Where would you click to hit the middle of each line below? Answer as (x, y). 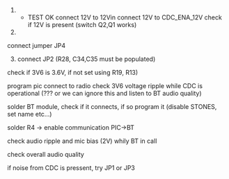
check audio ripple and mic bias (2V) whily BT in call (82, 141)
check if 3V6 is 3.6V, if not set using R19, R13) (73, 73)
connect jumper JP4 (37, 45)
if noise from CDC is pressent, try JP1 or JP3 (71, 168)
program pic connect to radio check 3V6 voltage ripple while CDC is (105, 86)
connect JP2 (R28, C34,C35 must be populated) (86, 59)
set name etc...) (30, 114)
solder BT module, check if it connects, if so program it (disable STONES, (112, 106)
